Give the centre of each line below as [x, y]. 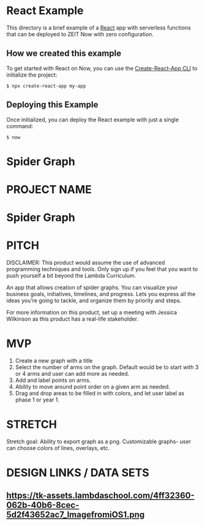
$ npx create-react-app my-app [46, 86]
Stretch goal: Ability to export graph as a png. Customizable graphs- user [99, 441]
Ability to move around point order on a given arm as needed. [92, 387]
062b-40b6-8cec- [43, 505]
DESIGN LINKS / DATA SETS [78, 473]
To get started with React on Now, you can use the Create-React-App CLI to [102, 68]
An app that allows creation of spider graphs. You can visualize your [92, 288]
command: [20, 126]
